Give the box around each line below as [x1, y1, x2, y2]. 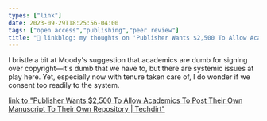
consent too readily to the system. [8, 81, 120, 90]
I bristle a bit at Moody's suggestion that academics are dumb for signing [8, 55, 248, 65]
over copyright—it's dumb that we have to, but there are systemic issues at [8, 64, 254, 74]
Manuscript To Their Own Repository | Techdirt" [8, 104, 165, 114]
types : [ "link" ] [8, 11, 62, 20]
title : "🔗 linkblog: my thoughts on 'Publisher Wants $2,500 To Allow [8, 33, 247, 42]
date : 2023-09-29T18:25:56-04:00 [8, 19, 119, 27]
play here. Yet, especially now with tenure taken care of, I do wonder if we [8, 72, 250, 81]
